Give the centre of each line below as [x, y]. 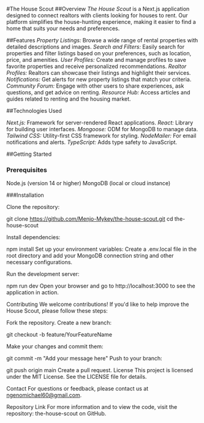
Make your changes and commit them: [55, 346]
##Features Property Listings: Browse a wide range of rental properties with [102, 40]
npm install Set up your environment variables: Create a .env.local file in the [102, 249]
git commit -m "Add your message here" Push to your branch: [84, 359]
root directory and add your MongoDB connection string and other [90, 256]
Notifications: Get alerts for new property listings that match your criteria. [99, 79]
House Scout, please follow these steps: [57, 311]
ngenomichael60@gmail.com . [44, 395]
